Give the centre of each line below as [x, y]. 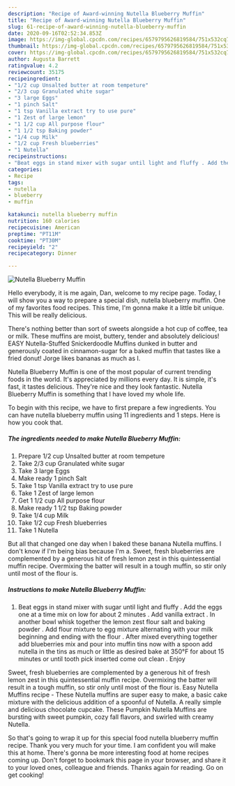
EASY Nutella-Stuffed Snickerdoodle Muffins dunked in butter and [103, 343]
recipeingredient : [35, 79]
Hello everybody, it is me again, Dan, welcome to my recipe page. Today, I [114, 293]
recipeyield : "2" [33, 247]
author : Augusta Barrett [44, 59]
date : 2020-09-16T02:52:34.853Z [55, 33]
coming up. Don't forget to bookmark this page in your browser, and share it [117, 760]
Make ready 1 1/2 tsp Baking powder [70, 508]
